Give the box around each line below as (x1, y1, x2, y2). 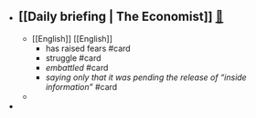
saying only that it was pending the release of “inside (45, 72, 247, 83)
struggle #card (45, 52, 102, 64)
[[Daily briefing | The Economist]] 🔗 (17, 9, 224, 25)
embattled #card (45, 62, 109, 73)
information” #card (45, 81, 118, 92)
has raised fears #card (45, 43, 131, 54)
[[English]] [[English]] (31, 33, 112, 44)
